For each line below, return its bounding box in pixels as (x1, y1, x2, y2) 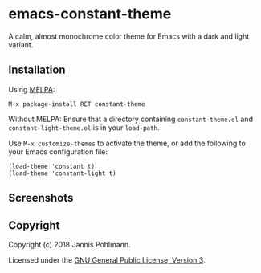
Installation (8, 63, 66, 77)
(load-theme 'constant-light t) (8, 169, 116, 177)
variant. (8, 39, 34, 49)
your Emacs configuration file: (8, 146, 108, 157)
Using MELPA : (8, 84, 55, 94)
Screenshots (8, 191, 74, 205)
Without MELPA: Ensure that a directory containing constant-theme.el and (8, 114, 253, 124)
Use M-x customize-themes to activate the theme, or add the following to (8, 138, 247, 148)
